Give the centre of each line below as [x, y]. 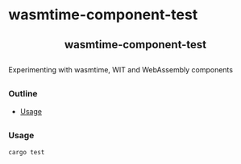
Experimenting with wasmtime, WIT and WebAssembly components [121, 69]
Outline [23, 94]
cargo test [27, 152]
